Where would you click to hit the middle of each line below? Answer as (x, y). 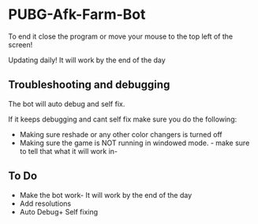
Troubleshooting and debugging (89, 85)
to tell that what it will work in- (69, 151)
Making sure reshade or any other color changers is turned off (121, 134)
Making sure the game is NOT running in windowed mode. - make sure (135, 143)
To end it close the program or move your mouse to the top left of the (121, 36)
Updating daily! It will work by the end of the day (87, 60)
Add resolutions (45, 203)
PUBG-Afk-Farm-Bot (77, 15)
